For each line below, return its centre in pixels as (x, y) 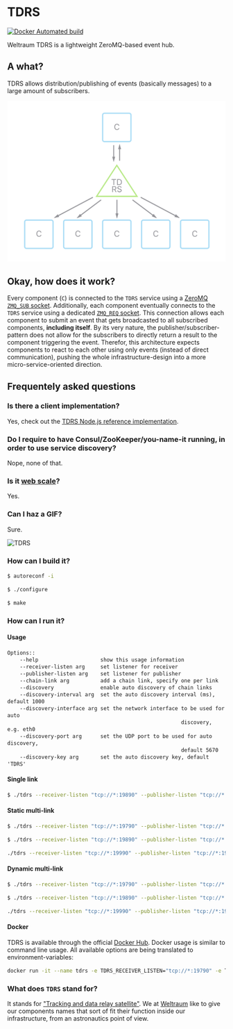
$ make (17, 603)
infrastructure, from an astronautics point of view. (78, 1018)
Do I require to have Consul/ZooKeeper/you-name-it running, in (116, 439)
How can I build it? (39, 561)
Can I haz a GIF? (35, 514)
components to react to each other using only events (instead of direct (108, 350)
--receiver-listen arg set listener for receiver (99, 667)
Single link (23, 780)
